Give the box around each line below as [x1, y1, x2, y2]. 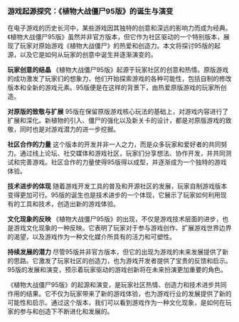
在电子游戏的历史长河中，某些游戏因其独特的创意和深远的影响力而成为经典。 [7, 23, 232, 33]
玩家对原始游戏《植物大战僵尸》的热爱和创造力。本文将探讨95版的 [19, 41, 215, 50]
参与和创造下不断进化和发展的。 [19, 307, 114, 316]
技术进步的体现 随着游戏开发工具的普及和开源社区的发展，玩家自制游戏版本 [7, 182, 228, 190]
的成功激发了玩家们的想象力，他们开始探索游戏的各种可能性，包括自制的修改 [7, 75, 232, 83]
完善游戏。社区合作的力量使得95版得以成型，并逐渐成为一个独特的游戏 [19, 158, 227, 166]
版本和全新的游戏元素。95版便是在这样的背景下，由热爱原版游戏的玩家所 [7, 83, 221, 92]
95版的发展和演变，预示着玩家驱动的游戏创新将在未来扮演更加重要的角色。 [7, 265, 227, 274]
